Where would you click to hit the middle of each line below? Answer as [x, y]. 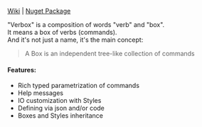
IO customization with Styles [59, 101]
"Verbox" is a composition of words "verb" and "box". [86, 24]
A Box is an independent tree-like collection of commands [110, 54]
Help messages [41, 93]
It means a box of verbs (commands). [62, 32]
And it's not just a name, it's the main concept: [75, 40]
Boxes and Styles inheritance [60, 116]
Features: [22, 70]
